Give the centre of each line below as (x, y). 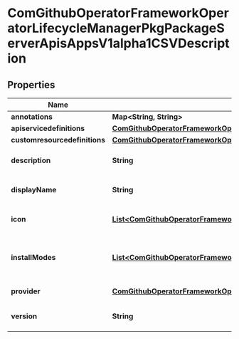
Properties (31, 84)
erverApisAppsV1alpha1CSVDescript (118, 43)
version (24, 316)
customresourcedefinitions (58, 140)
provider (26, 291)
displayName (34, 190)
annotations (32, 117)
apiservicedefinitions (48, 128)
